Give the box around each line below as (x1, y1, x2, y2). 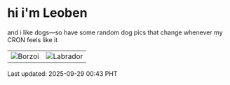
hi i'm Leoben (7, 5, 88, 21)
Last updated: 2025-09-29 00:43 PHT (7, 69, 118, 78)
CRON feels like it (7, 35, 58, 44)
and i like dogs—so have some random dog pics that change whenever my (7, 28, 223, 37)
